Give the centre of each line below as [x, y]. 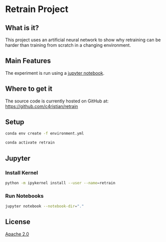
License [18, 222]
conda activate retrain [30, 143]
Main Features [28, 61]
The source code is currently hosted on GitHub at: [57, 101]
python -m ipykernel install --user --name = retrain [60, 183]
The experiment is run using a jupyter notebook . [55, 73]
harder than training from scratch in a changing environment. [68, 45]
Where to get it [29, 89]
